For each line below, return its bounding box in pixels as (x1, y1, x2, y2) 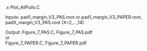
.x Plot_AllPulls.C (5, 5, 40, 10)
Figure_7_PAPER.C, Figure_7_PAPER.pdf (5, 40, 87, 46)
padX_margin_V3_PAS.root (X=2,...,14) (5, 20, 84, 25)
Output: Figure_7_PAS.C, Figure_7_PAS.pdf (5, 29, 92, 35)
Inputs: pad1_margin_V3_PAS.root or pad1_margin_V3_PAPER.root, (5, 14, 142, 20)
